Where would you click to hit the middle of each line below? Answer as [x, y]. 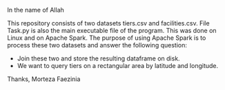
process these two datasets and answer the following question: [97, 45]
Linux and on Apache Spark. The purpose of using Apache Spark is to [107, 38]
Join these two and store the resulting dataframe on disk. [99, 58]
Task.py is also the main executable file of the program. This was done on [112, 31]
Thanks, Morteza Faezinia [44, 79]
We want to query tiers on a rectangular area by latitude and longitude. [118, 66]
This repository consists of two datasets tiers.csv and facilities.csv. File [108, 23]
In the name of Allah [36, 10]
